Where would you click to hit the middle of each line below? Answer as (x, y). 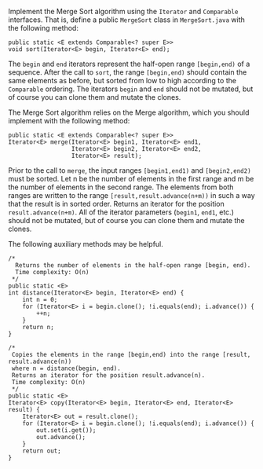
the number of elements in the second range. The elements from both (121, 187)
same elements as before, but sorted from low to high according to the (122, 81)
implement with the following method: (69, 121)
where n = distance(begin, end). (66, 368)
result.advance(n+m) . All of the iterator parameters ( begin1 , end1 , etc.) (121, 212)
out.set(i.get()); (66, 431)
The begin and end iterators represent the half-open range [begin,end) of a (129, 64)
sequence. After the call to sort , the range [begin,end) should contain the (128, 72)
